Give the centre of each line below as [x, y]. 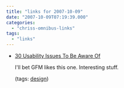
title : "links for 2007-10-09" [45, 12]
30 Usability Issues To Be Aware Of [58, 56]
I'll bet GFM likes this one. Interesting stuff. [67, 67]
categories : [21, 22]
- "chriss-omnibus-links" [43, 28]
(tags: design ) [32, 79]
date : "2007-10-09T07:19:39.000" [47, 17]
